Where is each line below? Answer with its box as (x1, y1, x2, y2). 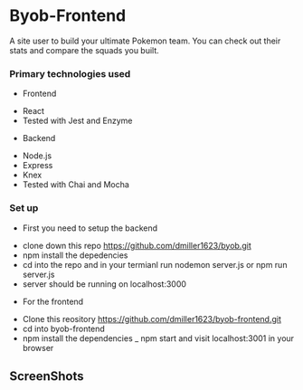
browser (22, 342, 54, 353)
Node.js (22, 150, 52, 161)
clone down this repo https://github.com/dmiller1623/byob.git (22, 240, 251, 251)
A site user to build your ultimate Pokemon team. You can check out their (9, 35, 281, 46)
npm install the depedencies (22, 250, 128, 261)
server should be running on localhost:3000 (22, 278, 187, 290)
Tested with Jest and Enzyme (22, 115, 133, 127)
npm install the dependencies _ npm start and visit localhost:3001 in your (22, 332, 295, 344)
